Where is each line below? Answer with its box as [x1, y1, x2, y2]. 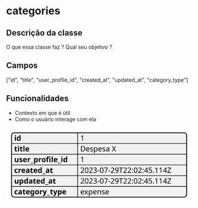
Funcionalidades [6, 94, 69, 104]
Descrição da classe [6, 28, 83, 38]
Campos [6, 60, 38, 71]
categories [6, 4, 61, 18]
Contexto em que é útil [14, 109, 71, 116]
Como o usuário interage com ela [14, 116, 97, 123]
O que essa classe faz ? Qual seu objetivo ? [6, 43, 113, 50]
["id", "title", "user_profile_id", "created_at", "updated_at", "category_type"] [6, 76, 189, 84]
